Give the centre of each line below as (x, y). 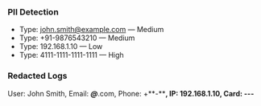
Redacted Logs (37, 76)
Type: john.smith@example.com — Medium (91, 30)
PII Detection (33, 12)
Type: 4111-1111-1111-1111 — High (71, 55)
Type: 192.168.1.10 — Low (61, 47)
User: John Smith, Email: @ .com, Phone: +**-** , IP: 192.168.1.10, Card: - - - (131, 93)
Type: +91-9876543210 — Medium (77, 38)
